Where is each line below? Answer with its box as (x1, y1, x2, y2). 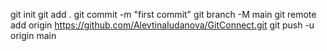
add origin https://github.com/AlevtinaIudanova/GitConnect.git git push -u (10, 19, 315, 31)
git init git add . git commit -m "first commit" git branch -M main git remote (10, 9, 317, 20)
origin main (10, 30, 57, 41)
